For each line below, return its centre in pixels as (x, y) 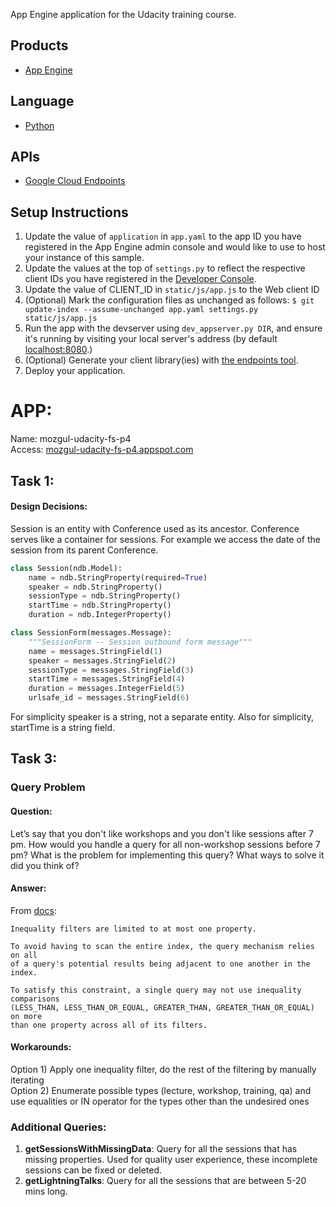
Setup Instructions (69, 212)
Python (39, 125)
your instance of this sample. (84, 258)
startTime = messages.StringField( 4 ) (107, 679)
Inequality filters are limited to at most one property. (133, 929)
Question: (31, 811)
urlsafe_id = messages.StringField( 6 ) (109, 698)
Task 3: (34, 759)
